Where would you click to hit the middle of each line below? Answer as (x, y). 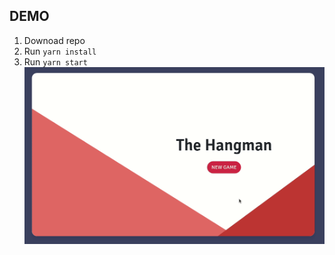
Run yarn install (60, 51)
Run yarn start (55, 61)
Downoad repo (54, 40)
